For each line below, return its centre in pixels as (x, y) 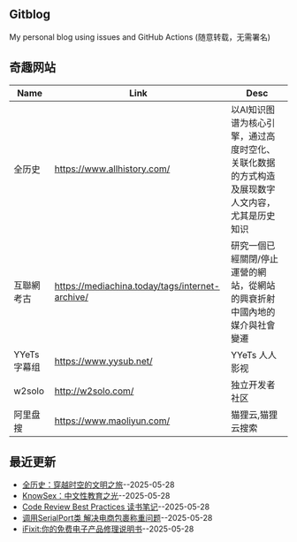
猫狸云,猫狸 (255, 415)
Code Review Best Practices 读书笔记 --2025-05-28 (116, 507)
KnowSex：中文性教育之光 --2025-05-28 (96, 496)
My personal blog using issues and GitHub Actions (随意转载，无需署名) (140, 37)
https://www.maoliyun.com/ (112, 421)
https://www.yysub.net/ (103, 361)
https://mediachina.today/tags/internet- (137, 286)
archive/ (71, 297)
